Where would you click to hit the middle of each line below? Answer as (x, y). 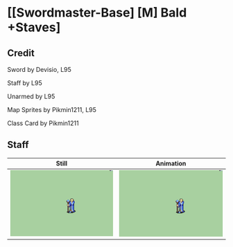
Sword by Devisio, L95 (39, 70)
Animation (171, 163)
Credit (21, 53)
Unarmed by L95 (31, 96)
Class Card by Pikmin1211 (43, 123)
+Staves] (34, 27)
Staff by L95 (25, 83)
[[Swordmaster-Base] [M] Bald (97, 13)
